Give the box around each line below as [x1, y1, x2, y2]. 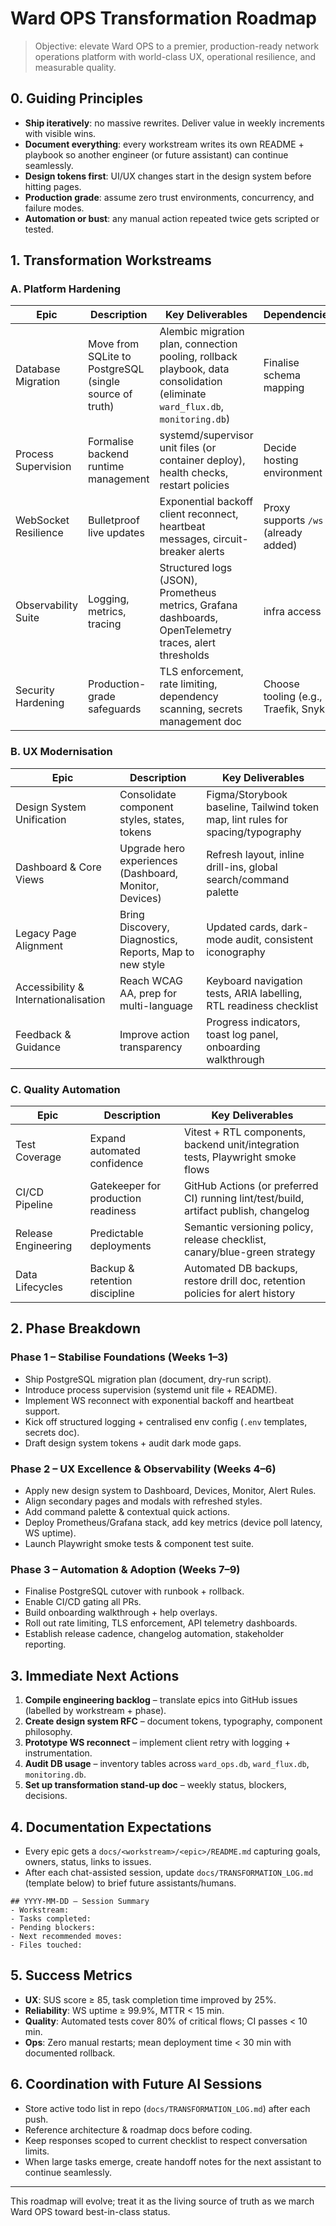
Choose [263, 677, 300, 691]
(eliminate [159, 387, 207, 401]
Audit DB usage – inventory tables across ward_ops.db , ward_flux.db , [24, 1758, 310, 1770]
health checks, [159, 466, 229, 480]
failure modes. [24, 202, 85, 214]
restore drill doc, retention [183, 1274, 306, 1288]
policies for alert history [183, 1287, 296, 1301]
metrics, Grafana [159, 598, 238, 612]
